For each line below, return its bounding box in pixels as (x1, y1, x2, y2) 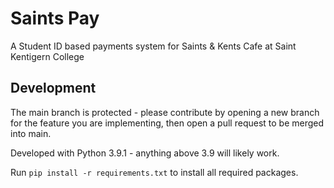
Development (10, 80, 97, 97)
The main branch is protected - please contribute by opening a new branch (10, 106, 320, 118)
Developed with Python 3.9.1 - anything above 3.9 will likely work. (10, 147, 280, 159)
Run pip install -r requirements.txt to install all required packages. (10, 166, 299, 178)
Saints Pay (10, 7, 100, 30)
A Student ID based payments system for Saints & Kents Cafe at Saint (10, 40, 297, 52)
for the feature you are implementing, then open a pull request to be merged (10, 117, 325, 129)
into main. (10, 127, 52, 139)
